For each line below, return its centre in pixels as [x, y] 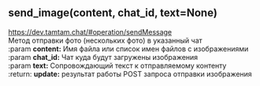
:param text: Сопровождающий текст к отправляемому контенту [117, 65]
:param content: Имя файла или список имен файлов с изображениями [128, 49]
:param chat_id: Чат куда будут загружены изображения [103, 57]
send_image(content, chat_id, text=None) [113, 13]
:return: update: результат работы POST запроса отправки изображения [130, 73]
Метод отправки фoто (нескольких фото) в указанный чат [105, 40]
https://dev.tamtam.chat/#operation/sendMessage [90, 32]
